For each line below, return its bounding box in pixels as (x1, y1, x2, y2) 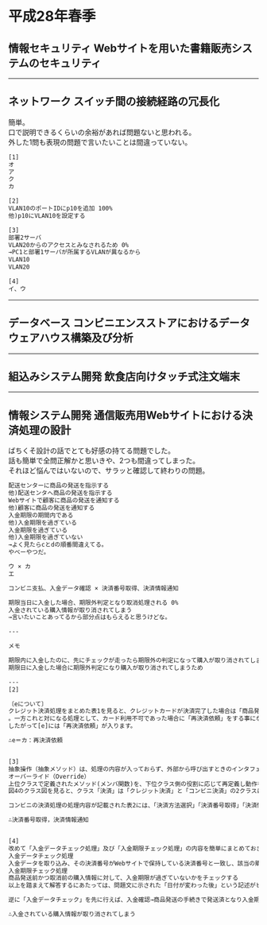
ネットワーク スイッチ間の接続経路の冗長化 (8, 95, 220, 108)
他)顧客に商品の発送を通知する (8, 504, 95, 512)
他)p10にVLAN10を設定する (8, 211, 86, 219)
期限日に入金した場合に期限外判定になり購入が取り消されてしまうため (8, 664, 204, 671)
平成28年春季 (8, 7, 96, 25)
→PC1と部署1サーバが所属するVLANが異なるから (8, 248, 141, 257)
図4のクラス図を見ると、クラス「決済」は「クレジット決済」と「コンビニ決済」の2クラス (8, 788, 257, 795)
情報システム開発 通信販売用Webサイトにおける (8, 408, 242, 422)
